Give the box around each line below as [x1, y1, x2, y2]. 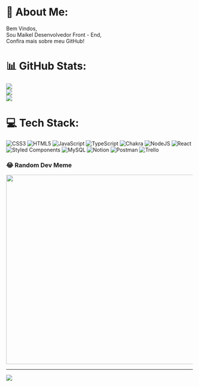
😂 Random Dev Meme [6, 161, 72, 169]
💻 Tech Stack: [6, 117, 79, 130]
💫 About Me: [6, 5, 69, 19]
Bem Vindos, [6, 25, 37, 32]
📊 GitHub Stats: [6, 59, 87, 73]
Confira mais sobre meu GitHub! [6, 37, 85, 44]
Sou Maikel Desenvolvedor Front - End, [6, 31, 102, 38]
